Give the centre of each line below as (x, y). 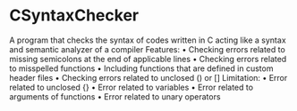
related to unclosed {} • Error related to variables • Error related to (131, 87)
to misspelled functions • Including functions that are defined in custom (141, 68)
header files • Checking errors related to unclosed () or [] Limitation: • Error (148, 77)
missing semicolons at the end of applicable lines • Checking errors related (148, 59)
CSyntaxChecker (74, 16)
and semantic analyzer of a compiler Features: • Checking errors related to (148, 49)
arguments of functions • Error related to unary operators (115, 96)
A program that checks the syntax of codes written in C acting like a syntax (148, 40)
